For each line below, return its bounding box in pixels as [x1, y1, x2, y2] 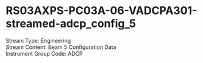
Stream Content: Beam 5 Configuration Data [5, 43, 116, 51]
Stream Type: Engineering [5, 37, 71, 44]
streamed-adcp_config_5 [5, 17, 137, 31]
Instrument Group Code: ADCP [5, 50, 83, 57]
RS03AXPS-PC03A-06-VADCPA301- [5, 4, 198, 18]
